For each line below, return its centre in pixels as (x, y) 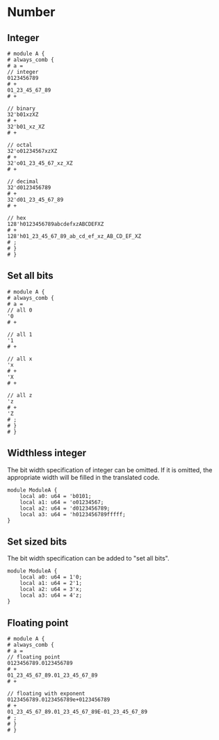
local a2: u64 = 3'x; (51, 589)
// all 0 (20, 310)
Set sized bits (37, 542)
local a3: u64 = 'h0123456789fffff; (73, 514)
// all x (20, 359)
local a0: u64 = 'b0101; (56, 496)
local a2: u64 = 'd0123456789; (65, 508)
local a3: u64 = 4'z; (51, 595)
